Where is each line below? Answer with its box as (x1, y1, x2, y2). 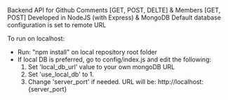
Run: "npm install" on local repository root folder (17, 48, 158, 56)
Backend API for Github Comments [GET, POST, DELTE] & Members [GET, (7, 6, 221, 14)
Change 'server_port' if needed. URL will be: (27, 78, 156, 86)
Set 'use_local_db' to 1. (27, 70, 95, 78)
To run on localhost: (7, 34, 65, 43)
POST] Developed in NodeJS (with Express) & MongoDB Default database (7, 13, 222, 22)
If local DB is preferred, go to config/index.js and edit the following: (17, 55, 212, 64)
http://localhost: (157, 78, 204, 86)
